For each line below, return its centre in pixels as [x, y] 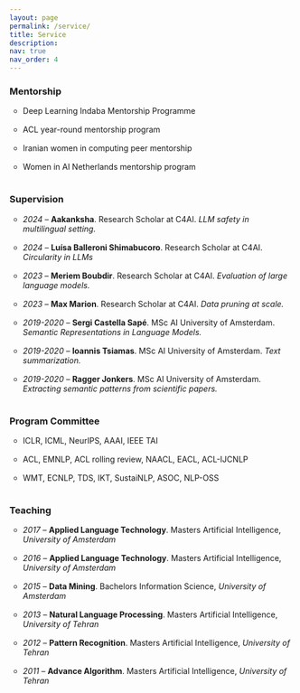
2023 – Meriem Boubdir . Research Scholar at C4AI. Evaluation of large [155, 276]
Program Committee [55, 421]
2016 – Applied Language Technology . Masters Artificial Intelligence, [152, 558]
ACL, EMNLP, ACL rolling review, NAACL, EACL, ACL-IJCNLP [135, 459]
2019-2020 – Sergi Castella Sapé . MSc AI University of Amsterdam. [149, 323]
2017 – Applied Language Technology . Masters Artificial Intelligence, [152, 530]
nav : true [28, 52]
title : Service [38, 34]
